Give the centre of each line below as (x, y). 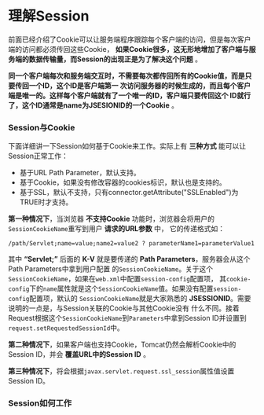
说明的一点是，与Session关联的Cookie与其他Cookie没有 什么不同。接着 (124, 308)
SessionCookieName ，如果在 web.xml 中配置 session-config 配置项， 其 (117, 279)
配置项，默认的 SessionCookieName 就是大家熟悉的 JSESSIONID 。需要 (140, 299)
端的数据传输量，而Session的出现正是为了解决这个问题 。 (108, 59)
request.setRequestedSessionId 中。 (66, 328)
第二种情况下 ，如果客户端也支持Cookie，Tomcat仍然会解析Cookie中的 (122, 345)
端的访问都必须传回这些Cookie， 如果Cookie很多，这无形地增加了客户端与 (128, 49)
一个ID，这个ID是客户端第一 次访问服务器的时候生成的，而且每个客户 (140, 85)
